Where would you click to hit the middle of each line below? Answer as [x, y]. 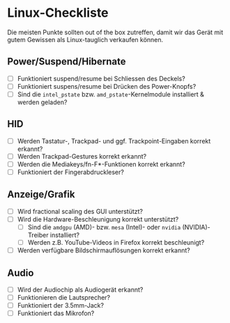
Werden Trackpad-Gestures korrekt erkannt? [82, 156]
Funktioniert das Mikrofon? [56, 313]
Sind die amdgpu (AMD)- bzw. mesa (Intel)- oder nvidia [104, 227]
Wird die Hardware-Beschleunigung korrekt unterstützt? [98, 219]
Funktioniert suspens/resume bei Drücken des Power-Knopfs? [107, 86]
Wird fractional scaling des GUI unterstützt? [80, 211]
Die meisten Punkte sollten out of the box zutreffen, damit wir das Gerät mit [115, 32]
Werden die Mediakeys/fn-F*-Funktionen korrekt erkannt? [101, 164]
